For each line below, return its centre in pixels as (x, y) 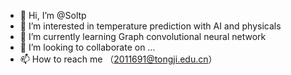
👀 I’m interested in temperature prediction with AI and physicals (150, 26)
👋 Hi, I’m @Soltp (53, 15)
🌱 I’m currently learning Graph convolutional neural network (143, 36)
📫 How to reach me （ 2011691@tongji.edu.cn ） (118, 59)
